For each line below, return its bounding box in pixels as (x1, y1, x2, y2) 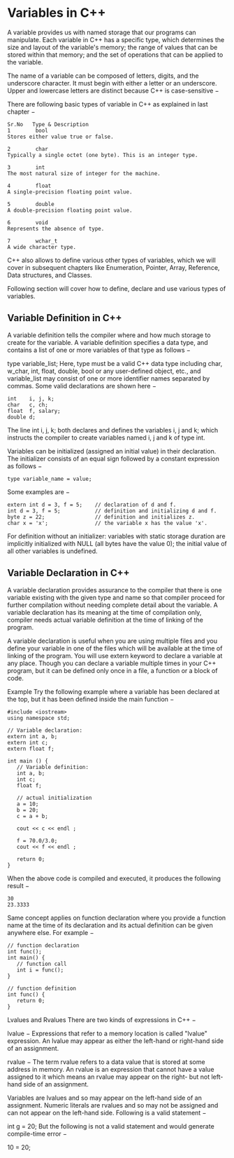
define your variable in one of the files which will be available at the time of (7, 643, 223, 653)
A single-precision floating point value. (7, 188, 133, 196)
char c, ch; (7, 401, 49, 408)
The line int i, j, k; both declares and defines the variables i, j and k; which (7, 425, 219, 434)
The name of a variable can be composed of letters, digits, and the (7, 71, 199, 80)
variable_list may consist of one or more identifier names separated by (7, 374, 210, 383)
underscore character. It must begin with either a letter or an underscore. (7, 79, 217, 87)
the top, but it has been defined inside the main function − (7, 695, 175, 703)
